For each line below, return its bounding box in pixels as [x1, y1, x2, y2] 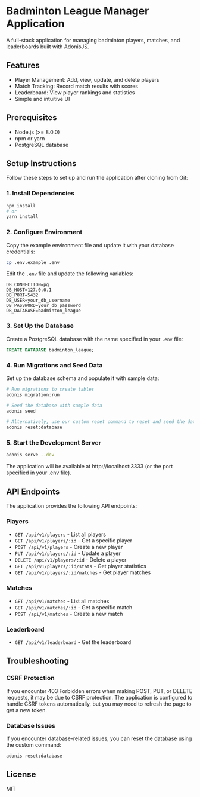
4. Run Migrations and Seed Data [6, 361, 103, 369]
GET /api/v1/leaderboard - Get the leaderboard [14, 639, 132, 646]
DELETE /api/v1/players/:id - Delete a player [14, 556, 127, 563]
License [6, 770, 36, 780]
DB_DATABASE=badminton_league [6, 308, 82, 314]
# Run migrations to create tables [6, 386, 95, 392]
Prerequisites [6, 112, 57, 123]
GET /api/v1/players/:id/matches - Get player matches [14, 569, 151, 576]
